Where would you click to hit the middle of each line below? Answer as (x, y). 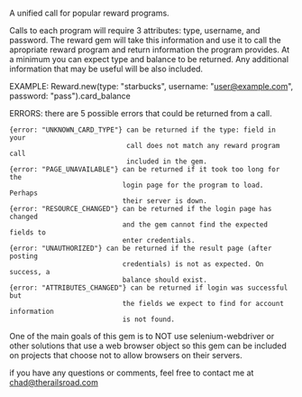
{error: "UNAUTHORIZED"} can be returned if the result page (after (141, 248)
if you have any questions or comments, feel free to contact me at (132, 373)
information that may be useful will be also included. (106, 69)
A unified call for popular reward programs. (89, 13)
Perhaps (24, 193)
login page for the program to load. (193, 185)
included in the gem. (166, 162)
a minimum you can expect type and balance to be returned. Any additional (149, 59)
